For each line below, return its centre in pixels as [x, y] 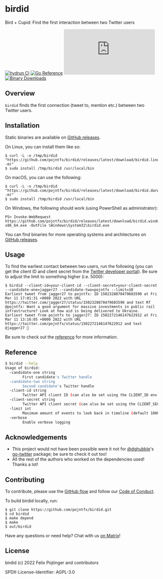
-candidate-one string [32, 372]
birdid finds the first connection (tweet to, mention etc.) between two [75, 105]
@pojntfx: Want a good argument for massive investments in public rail [80, 307]
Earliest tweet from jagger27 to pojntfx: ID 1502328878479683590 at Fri [81, 294]
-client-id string [28, 391]
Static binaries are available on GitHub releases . [53, 137]
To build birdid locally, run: [32, 501]
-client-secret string [32, 400]
